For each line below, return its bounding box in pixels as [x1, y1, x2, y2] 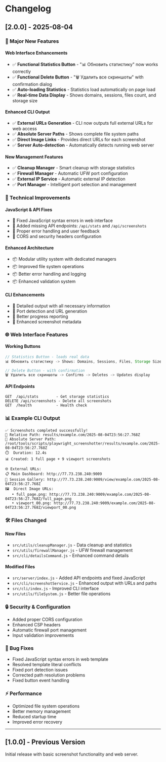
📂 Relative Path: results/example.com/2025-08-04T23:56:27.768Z [5, 432, 140, 437]
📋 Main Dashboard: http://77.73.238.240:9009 [5, 471, 102, 476]
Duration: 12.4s [13, 450, 47, 455]
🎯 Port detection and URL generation [12, 308, 87, 314]
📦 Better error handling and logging [12, 271, 86, 277]
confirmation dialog [12, 81, 52, 87]
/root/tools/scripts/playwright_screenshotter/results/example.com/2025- [5, 441, 161, 446]
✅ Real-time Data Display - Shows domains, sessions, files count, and [12, 92, 157, 98]
